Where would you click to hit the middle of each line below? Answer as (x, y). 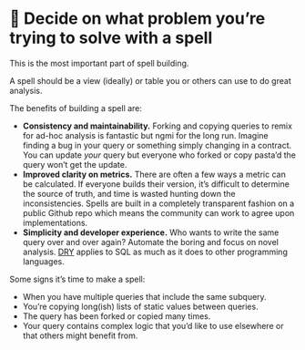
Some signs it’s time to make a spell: (77, 279)
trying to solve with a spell (111, 38)
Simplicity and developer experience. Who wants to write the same (151, 232)
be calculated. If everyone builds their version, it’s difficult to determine (156, 184)
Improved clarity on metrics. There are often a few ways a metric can (154, 174)
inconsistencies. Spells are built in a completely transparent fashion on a (158, 203)
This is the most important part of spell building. (99, 63)
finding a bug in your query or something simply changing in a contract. (157, 145)
